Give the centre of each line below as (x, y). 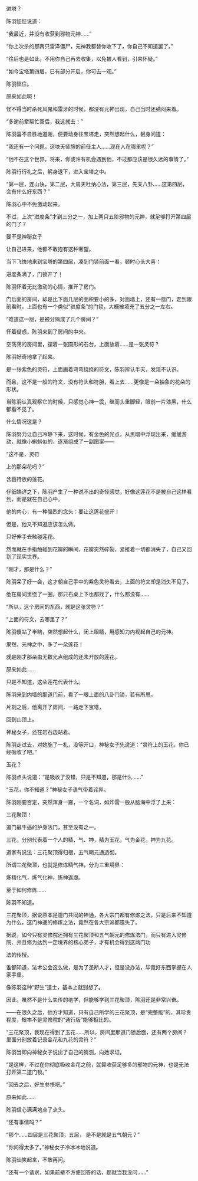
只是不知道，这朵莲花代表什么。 (45, 682)
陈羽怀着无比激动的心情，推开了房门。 (52, 287)
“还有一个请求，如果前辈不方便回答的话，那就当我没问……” (77, 1172)
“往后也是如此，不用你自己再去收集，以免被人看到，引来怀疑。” (82, 59)
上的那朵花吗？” (26, 467)
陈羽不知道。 (22, 902)
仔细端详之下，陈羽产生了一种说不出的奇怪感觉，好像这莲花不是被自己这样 (96, 492)
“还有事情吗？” (24, 1122)
